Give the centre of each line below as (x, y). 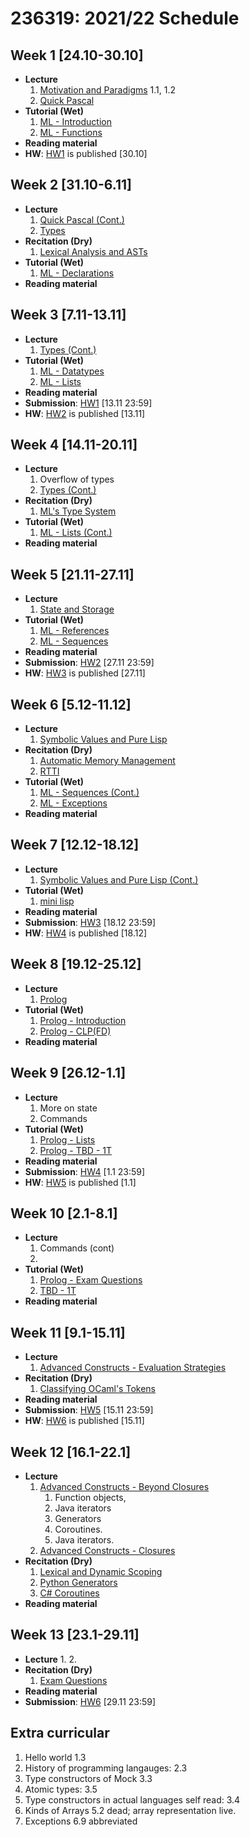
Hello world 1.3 (55, 1757)
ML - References (74, 631)
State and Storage (77, 609)
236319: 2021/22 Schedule (125, 18)
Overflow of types (77, 479)
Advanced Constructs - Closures (107, 1550)
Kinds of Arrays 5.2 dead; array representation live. (130, 1810)
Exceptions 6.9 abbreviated (81, 1821)
